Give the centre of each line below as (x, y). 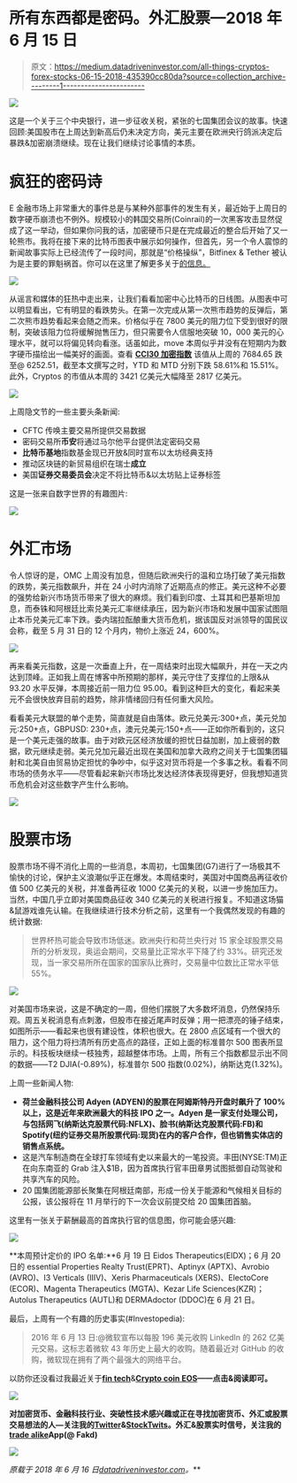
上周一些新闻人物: (42, 1083)
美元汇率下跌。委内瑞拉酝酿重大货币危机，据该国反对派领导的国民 (160, 619)
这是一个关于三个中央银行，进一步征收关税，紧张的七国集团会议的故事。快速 (148, 120)
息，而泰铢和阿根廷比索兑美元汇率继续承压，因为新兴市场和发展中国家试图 (145, 608)
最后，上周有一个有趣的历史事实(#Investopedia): (97, 1318)
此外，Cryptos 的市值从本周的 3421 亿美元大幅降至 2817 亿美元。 (128, 376)
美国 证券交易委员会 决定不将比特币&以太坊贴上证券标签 (121, 474)
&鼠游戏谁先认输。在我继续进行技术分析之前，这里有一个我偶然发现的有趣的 (147, 910)
